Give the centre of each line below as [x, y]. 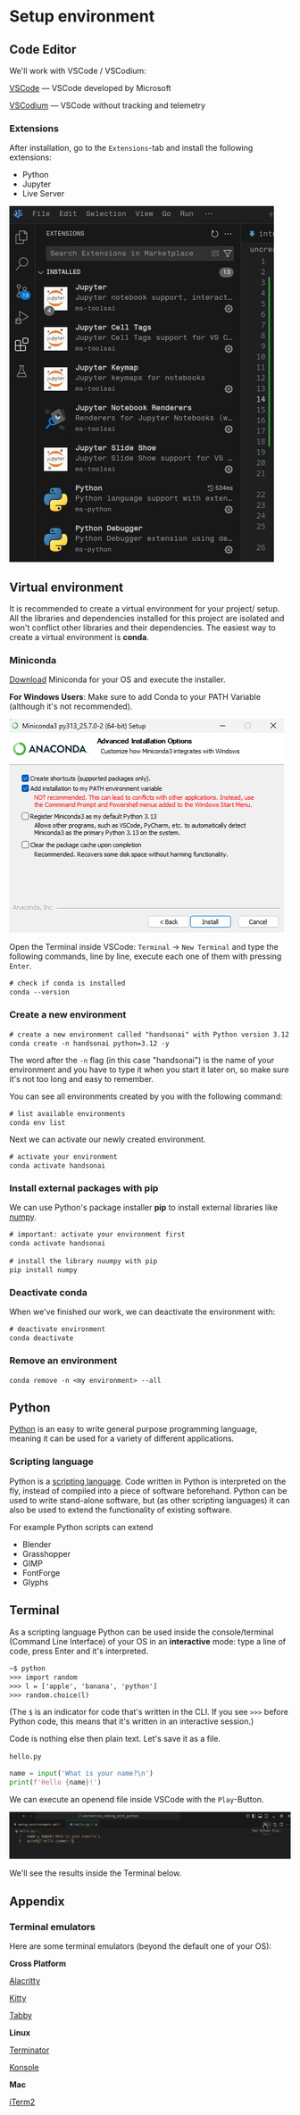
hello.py [25, 1756]
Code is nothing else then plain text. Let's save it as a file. [115, 1738]
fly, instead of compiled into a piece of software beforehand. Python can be [148, 1490]
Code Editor [43, 50]
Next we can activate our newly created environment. [108, 1139]
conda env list [37, 1122]
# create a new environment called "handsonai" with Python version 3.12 [150, 1034]
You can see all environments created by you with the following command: [146, 1096]
